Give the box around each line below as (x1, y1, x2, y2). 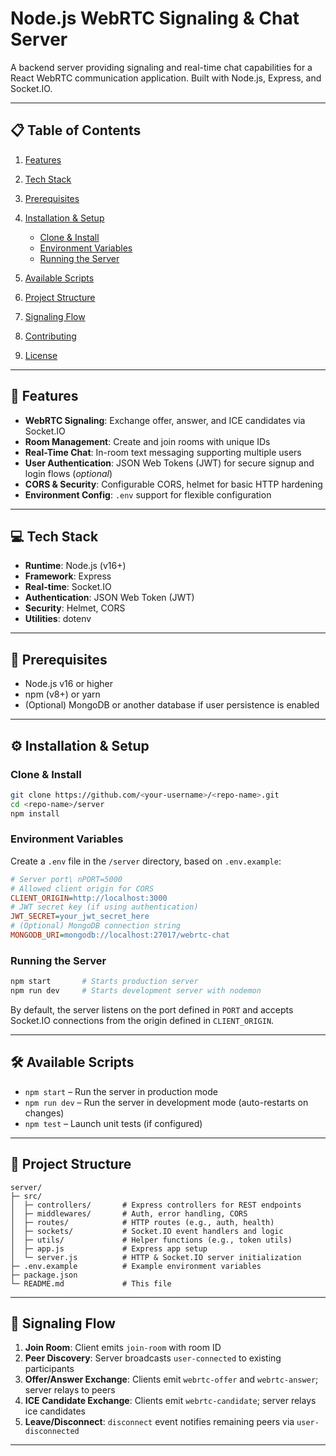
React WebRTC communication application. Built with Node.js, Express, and (10, 72, 322, 84)
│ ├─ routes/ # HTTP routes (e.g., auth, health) (10, 1217, 275, 1227)
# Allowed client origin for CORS (10, 883, 155, 894)
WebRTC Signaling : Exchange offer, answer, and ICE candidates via (24, 414, 306, 426)
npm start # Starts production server (10, 977, 199, 987)
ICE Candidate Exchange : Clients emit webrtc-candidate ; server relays (24, 1395, 317, 1407)
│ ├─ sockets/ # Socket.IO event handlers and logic (10, 1226, 284, 1236)
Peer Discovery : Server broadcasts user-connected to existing (24, 1352, 282, 1364)
